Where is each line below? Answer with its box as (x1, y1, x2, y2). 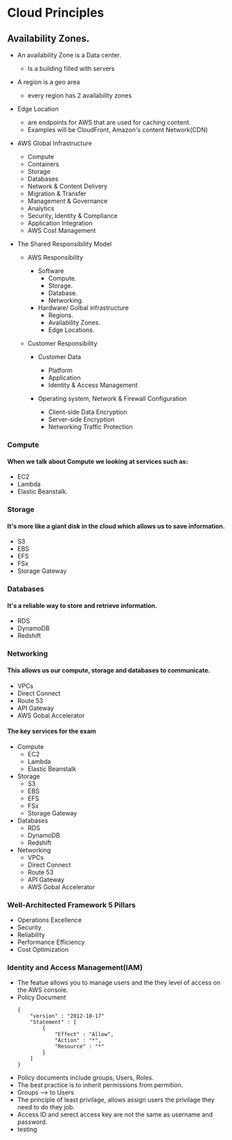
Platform (48, 366, 73, 374)
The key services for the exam (7, 727, 96, 736)
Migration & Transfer (27, 190, 87, 197)
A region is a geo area (17, 78, 80, 86)
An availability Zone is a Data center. (17, 51, 121, 59)
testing (17, 1125, 37, 1134)
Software (37, 267, 64, 275)
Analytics (27, 204, 55, 213)
